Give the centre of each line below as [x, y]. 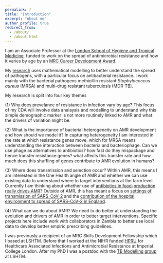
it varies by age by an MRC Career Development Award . [61, 61]
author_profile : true [27, 23]
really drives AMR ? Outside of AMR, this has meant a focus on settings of [78, 191]
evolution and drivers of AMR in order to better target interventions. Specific [81, 216]
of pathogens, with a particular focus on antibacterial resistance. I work [77, 75]
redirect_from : [20, 28]
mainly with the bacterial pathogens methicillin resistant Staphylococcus [78, 80]
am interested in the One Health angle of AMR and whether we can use [76, 175]
